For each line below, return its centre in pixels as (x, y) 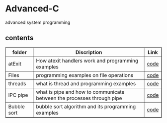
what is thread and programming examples (86, 83)
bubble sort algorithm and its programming (86, 106)
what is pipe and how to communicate (80, 92)
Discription (89, 52)
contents (19, 38)
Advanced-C (32, 9)
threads (17, 83)
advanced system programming (38, 22)
